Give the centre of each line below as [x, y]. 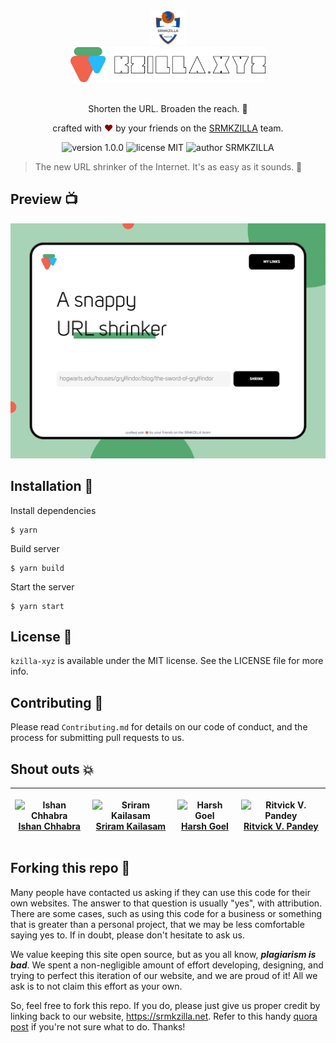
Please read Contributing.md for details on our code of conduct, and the [159, 727]
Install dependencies [53, 510]
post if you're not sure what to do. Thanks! [98, 1026]
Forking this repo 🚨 [70, 868]
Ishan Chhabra [49, 826]
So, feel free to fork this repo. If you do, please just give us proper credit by [165, 1005]
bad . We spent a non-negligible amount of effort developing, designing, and [167, 965]
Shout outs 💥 [52, 769]
